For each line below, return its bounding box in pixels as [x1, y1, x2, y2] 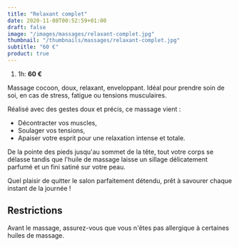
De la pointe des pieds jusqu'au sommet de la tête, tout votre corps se [7, 147, 214, 156]
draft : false [7, 23, 46, 31]
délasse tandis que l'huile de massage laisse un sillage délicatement [7, 154, 208, 164]
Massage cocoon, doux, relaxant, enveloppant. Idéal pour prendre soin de [7, 83, 225, 92]
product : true [7, 51, 50, 58]
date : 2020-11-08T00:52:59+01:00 [7, 17, 107, 24]
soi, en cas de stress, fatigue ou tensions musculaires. [7, 90, 167, 100]
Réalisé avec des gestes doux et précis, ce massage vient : [7, 105, 181, 113]
